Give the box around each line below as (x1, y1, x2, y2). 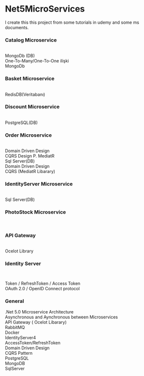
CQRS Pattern (5, 350, 33, 356)
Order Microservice (5, 132, 52, 139)
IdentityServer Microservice (5, 181, 73, 188)
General (5, 298, 24, 305)
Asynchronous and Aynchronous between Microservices (5, 314, 118, 320)
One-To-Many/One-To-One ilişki (5, 58, 69, 64)
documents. (5, 24, 29, 30)
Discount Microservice (5, 103, 60, 110)
